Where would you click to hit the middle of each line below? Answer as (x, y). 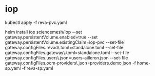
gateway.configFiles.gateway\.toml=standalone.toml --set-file (67, 53)
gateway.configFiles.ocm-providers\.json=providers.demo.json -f (71, 63)
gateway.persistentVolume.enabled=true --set (51, 37)
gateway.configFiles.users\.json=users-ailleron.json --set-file (67, 57)
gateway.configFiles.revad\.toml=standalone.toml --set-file (64, 47)
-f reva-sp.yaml (38, 68)
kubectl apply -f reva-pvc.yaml (36, 22)
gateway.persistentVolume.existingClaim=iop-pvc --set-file (65, 42)
